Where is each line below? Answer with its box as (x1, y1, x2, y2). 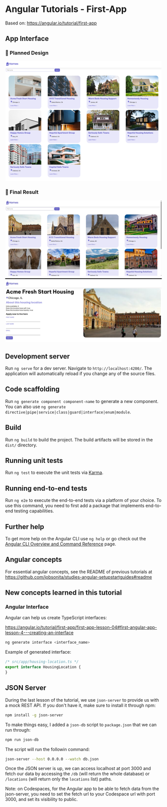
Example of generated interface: (5, 649, 71, 655)
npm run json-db (5, 737, 39, 742)
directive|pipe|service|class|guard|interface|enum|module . (5, 408, 131, 415)
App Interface (5, 34, 49, 43)
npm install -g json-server (5, 713, 64, 718)
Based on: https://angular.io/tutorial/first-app (5, 20, 97, 26)
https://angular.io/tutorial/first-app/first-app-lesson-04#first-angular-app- (5, 624, 158, 630)
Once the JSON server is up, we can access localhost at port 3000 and (5, 766, 151, 772)
